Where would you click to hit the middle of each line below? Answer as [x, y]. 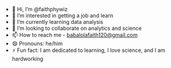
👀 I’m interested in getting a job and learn [62, 16]
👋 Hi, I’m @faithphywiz [39, 9]
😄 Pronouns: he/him [37, 44]
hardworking [28, 59]
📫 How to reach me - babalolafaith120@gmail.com [75, 35]
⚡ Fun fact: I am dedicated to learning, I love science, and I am [88, 50]
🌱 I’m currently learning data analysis [57, 22]
